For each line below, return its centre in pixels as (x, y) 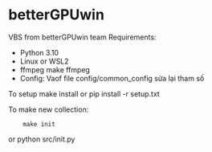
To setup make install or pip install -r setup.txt (84, 93)
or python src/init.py (42, 139)
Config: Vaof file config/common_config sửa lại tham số (112, 78)
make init (39, 124)
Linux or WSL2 (45, 61)
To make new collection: (49, 109)
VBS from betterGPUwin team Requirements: (82, 37)
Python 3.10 (39, 52)
